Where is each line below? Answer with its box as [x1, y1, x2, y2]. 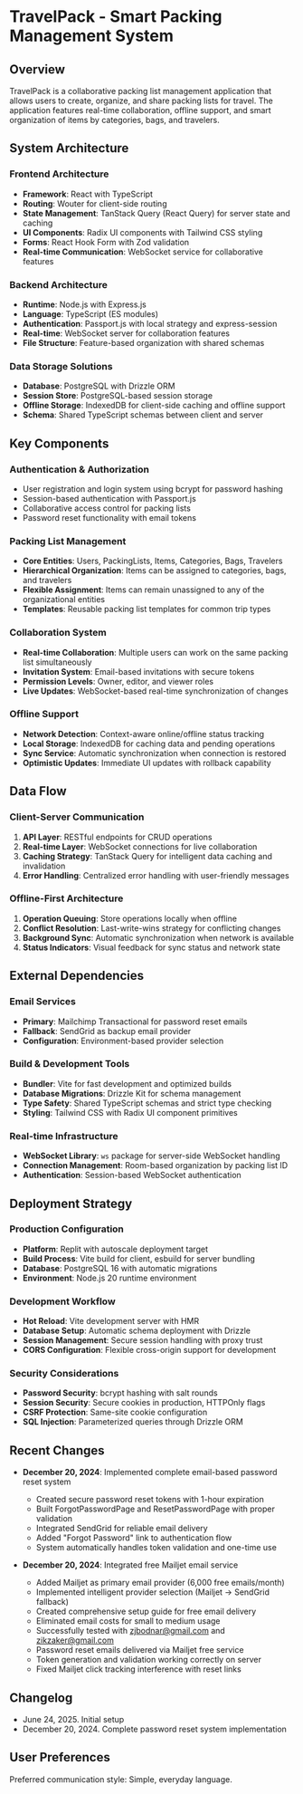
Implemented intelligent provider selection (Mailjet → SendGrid [35, 1587, 270, 1597]
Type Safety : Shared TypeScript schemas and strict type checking [22, 1098, 272, 1108]
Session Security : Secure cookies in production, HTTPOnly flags [22, 1397, 266, 1408]
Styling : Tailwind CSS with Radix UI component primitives [22, 1107, 238, 1118]
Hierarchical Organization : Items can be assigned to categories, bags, [22, 565, 287, 576]
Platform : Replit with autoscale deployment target [22, 1243, 208, 1254]
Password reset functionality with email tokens [22, 512, 197, 523]
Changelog [9, 1690, 73, 1705]
